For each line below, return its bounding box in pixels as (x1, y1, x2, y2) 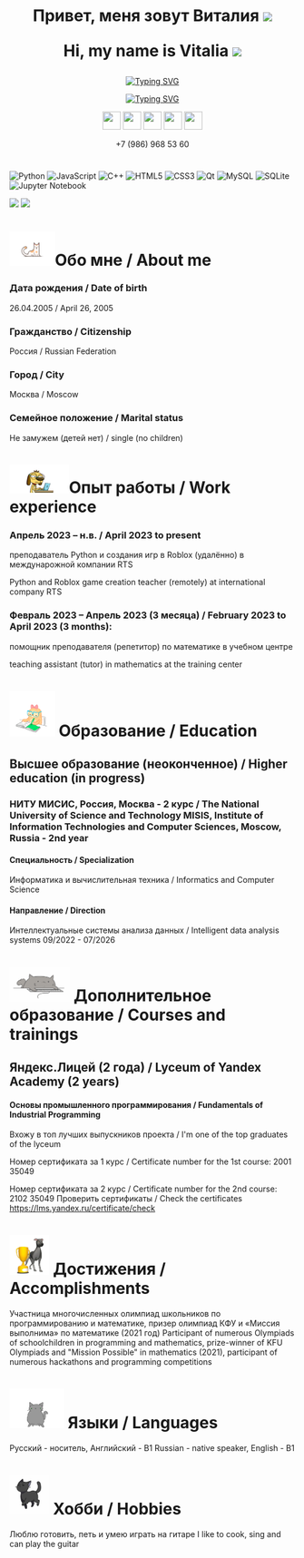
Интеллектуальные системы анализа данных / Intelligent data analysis (9, 925, 279, 936)
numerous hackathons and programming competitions (9, 1357, 213, 1367)
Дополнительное (74, 985, 211, 1005)
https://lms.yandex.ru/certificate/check (9, 1203, 156, 1214)
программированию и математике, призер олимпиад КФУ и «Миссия (9, 1318, 280, 1329)
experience (9, 496, 97, 517)
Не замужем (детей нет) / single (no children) (9, 432, 183, 443)
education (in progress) (9, 770, 145, 786)
